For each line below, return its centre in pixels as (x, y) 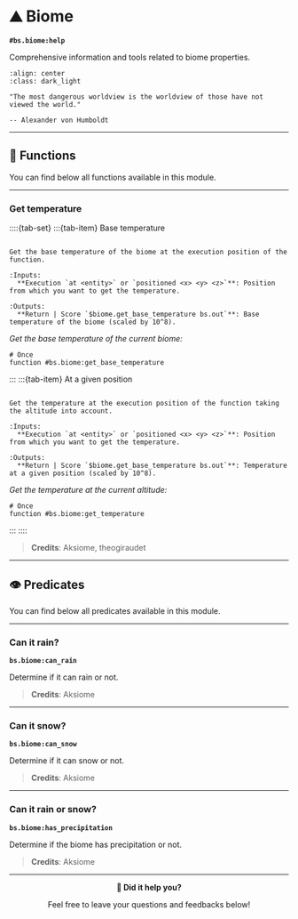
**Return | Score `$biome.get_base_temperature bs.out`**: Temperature (153, 466)
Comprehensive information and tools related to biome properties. (130, 57)
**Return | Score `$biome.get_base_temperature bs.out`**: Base (138, 314)
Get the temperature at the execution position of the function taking (144, 403)
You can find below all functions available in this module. (113, 177)
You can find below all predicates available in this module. (115, 610)
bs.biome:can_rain (43, 661)
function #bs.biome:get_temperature (77, 514)
